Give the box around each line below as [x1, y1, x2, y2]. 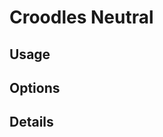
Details [9, 114, 54, 131]
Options [9, 79, 61, 96]
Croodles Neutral [9, 6, 154, 29]
